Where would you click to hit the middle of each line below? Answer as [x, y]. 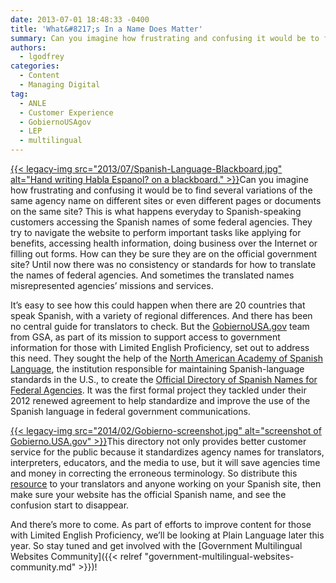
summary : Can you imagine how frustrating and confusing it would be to [165, 38]
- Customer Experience [66, 112]
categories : [35, 66]
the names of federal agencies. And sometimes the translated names [152, 275]
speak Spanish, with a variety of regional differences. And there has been [161, 315]
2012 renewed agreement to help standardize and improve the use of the [160, 400]
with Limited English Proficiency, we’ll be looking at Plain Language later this [167, 535]
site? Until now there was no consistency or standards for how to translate [163, 264]
